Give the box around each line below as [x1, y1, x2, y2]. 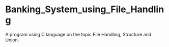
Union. [5, 37, 19, 43]
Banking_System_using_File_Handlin [5, 4, 164, 15]
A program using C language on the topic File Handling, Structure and [5, 31, 152, 37]
